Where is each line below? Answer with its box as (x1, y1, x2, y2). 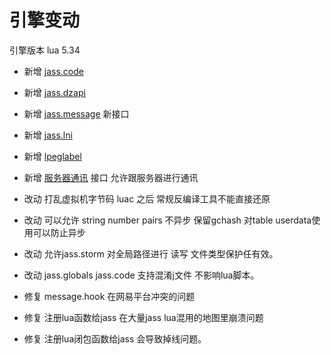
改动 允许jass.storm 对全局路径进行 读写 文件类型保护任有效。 (23, 247, 279, 260)
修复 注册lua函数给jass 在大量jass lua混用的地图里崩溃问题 (23, 311, 264, 323)
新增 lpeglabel (23, 150, 82, 162)
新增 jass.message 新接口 (23, 107, 130, 120)
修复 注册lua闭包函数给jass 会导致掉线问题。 (23, 332, 207, 345)
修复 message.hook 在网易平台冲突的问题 (23, 290, 196, 302)
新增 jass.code (23, 65, 84, 77)
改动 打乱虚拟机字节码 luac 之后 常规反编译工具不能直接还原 (23, 192, 271, 205)
